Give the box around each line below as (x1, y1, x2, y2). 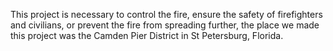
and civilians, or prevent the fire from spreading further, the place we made (10, 19, 320, 31)
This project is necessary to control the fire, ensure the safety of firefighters (10, 9, 323, 20)
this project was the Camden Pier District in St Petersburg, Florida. (10, 30, 284, 41)
